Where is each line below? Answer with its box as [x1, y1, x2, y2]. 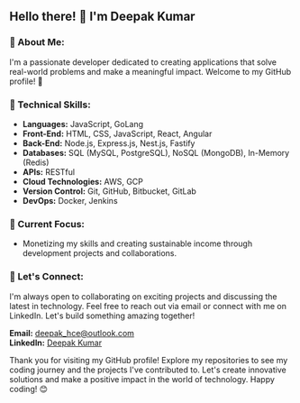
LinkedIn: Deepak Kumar [9, 337, 102, 348]
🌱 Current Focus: [9, 217, 86, 230]
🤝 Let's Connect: [9, 270, 84, 283]
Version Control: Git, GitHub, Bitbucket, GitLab [22, 186, 196, 197]
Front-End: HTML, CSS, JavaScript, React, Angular [22, 128, 213, 139]
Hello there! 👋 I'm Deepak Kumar [9, 9, 195, 24]
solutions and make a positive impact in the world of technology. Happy [9, 373, 275, 384]
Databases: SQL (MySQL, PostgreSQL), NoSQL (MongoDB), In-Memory [22, 147, 290, 158]
